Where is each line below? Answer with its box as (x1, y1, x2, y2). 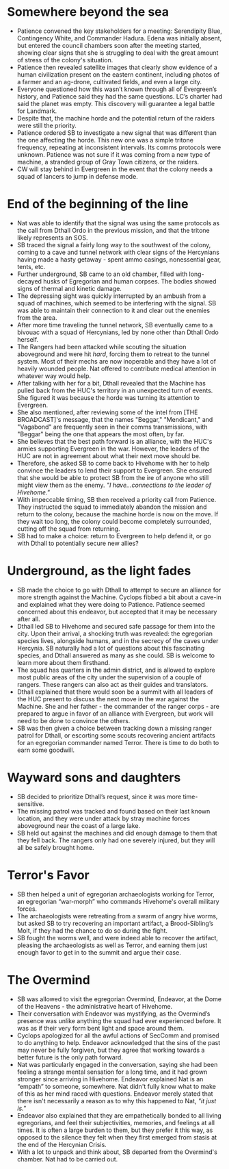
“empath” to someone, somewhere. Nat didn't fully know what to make (16, 1082, 217, 1090)
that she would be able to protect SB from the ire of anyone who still (16, 473, 209, 481)
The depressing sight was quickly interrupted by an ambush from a (16, 292, 206, 300)
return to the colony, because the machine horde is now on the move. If (16, 510, 219, 518)
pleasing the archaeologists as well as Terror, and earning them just (16, 941, 208, 949)
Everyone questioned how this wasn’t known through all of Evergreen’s (16, 85, 217, 93)
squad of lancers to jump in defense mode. (16, 172, 138, 180)
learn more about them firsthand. (16, 658, 111, 666)
